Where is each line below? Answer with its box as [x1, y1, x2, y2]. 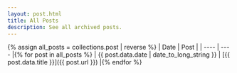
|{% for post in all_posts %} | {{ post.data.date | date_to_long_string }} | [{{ [11, 50, 231, 59]
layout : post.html [7, 10, 62, 18]
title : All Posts [7, 17, 59, 24]
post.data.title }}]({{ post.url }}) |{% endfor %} [7, 58, 142, 67]
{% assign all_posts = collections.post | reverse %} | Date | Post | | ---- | [7, 43, 219, 52]
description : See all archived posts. [7, 23, 122, 30]
